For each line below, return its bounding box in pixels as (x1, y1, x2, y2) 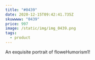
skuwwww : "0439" (5, 16, 40, 21)
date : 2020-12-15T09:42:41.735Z (5, 12, 74, 17)
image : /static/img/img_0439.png (5, 26, 76, 31)
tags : (5, 30, 17, 35)
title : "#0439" (5, 7, 38, 12)
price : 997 (5, 21, 28, 26)
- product (10, 35, 30, 40)
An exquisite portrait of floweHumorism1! (5, 48, 90, 55)
